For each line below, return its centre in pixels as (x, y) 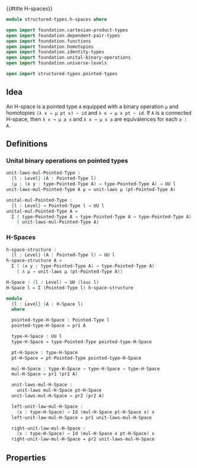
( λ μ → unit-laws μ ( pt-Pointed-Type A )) (70, 272)
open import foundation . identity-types (55, 52)
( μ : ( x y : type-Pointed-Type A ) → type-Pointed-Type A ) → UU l (94, 184)
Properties (26, 458)
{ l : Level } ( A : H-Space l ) (47, 304)
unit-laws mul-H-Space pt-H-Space (59, 390)
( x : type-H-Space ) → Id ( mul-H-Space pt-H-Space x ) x (86, 412)
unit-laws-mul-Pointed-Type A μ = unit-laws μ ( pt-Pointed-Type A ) (91, 189)
